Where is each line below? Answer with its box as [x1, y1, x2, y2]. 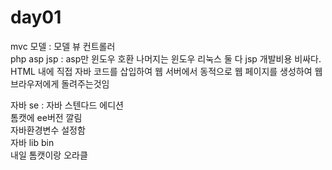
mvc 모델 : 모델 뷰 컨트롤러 [10, 40, 116, 52]
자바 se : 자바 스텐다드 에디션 [10, 99, 124, 111]
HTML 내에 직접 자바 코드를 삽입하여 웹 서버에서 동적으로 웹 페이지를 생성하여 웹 [10, 65, 323, 77]
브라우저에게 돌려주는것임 [10, 77, 110, 90]
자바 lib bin [10, 136, 55, 148]
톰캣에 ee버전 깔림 [10, 111, 83, 123]
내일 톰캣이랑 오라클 [10, 149, 88, 161]
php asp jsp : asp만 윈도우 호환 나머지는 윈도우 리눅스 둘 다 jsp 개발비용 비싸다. [10, 52, 322, 65]
